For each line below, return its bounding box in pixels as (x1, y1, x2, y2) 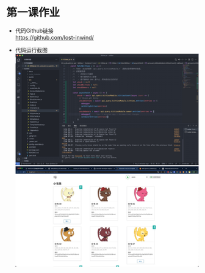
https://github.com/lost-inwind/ (15, 34, 95, 41)
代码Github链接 (15, 27, 54, 34)
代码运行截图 (15, 46, 48, 54)
